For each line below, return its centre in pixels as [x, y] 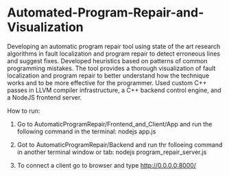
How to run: [24, 111]
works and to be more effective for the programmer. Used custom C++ [107, 82]
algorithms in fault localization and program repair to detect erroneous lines [114, 54]
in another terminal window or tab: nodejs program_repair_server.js [112, 152]
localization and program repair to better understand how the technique [108, 75]
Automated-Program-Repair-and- [106, 13]
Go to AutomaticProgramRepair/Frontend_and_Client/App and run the [114, 124]
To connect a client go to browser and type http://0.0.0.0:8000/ [107, 165]
